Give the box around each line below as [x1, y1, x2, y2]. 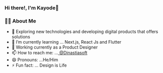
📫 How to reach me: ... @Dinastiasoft [11, 50, 87, 56]
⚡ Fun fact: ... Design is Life [11, 62, 67, 68]
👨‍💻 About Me [4, 17, 36, 24]
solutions [11, 34, 30, 40]
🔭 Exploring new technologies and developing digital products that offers [11, 29, 158, 35]
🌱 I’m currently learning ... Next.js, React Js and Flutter [11, 39, 122, 45]
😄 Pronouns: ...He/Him [11, 57, 59, 63]
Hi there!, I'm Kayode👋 [4, 4, 59, 11]
